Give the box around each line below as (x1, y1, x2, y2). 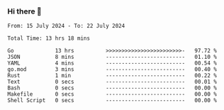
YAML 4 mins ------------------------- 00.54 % (7, 60, 218, 67)
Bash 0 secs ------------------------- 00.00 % (7, 84, 218, 92)
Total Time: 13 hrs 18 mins (7, 35, 91, 42)
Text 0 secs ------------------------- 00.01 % (7, 78, 218, 86)
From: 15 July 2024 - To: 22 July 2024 (7, 23, 125, 30)
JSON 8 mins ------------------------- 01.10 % (7, 53, 218, 61)
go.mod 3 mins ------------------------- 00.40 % (7, 66, 218, 73)
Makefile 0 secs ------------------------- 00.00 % (7, 91, 218, 98)
